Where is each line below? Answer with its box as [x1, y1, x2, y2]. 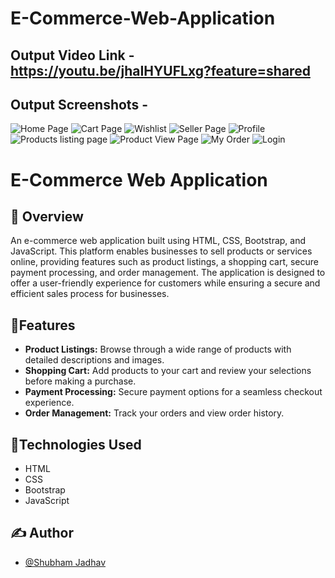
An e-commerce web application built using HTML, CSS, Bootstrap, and [10, 235, 307, 247]
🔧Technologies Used [10, 436, 142, 453]
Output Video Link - [10, 47, 135, 64]
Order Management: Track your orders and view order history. [24, 407, 285, 419]
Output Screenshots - [10, 96, 148, 113]
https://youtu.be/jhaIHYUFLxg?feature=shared [10, 62, 311, 79]
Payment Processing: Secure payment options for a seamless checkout [24, 386, 323, 398]
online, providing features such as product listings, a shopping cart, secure [10, 256, 319, 268]
